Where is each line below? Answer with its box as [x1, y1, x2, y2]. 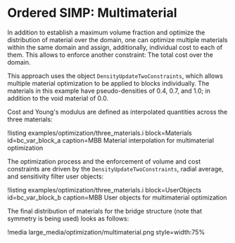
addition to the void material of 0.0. [7, 93, 109, 103]
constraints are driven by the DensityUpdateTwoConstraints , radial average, [7, 164, 224, 173]
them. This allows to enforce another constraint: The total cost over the [7, 51, 213, 59]
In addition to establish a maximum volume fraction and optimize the [7, 28, 205, 37]
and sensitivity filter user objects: [7, 172, 104, 180]
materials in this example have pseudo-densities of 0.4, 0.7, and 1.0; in [7, 86, 211, 95]
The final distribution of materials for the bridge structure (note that [7, 206, 203, 215]
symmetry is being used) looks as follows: [7, 214, 129, 223]
